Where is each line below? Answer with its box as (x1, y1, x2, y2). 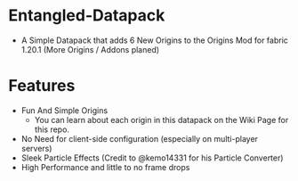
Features (8, 76, 76, 96)
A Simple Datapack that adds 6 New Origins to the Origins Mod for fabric (20, 35, 288, 45)
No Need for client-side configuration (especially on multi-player (20, 133, 259, 144)
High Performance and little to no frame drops (20, 161, 190, 172)
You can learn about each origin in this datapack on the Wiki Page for (34, 114, 289, 125)
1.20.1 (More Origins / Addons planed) (20, 44, 160, 54)
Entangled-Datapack (8, 5, 165, 26)
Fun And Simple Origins (20, 104, 109, 116)
